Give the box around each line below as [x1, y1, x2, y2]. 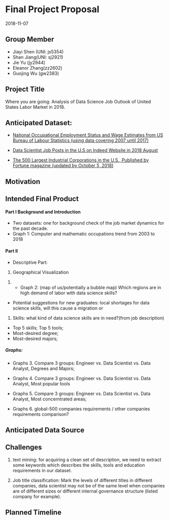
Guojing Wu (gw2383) [12, 70, 59, 76]
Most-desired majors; [12, 335, 58, 342]
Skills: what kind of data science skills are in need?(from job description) [12, 315, 164, 321]
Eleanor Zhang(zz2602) [12, 65, 62, 71]
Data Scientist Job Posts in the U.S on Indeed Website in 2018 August [12, 147, 158, 154]
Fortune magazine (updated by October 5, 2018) [12, 163, 114, 169]
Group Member [5, 35, 54, 44]
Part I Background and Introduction [5, 208, 81, 215]
